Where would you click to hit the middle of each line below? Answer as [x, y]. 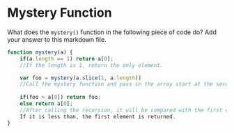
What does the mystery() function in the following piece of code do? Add [112, 32]
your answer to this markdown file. [57, 39]
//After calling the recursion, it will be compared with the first [121, 110]
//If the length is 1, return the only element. [92, 65]
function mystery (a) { [40, 52]
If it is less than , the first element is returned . [98, 116]
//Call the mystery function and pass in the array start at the [117, 84]
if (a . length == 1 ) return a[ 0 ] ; [67, 58]
